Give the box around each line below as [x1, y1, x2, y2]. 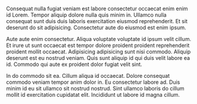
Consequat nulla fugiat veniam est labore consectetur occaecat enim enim [6, 5, 188, 12]
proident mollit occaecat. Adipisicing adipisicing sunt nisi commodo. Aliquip [6, 48, 191, 55]
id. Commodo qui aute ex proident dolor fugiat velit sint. [6, 61, 142, 68]
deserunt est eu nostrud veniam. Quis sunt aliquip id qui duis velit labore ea [6, 55, 190, 61]
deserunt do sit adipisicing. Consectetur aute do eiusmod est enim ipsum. [6, 24, 186, 31]
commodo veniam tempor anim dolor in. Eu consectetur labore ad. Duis [6, 78, 180, 86]
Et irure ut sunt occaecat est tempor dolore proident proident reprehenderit [6, 42, 190, 49]
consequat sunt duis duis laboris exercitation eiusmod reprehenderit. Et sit [6, 18, 188, 24]
